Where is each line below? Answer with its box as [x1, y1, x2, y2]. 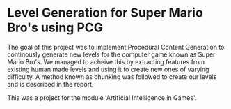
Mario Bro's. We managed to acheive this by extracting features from [7, 57, 205, 66]
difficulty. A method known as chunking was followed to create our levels [7, 72, 217, 81]
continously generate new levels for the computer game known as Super [7, 50, 216, 59]
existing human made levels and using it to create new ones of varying [7, 65, 209, 73]
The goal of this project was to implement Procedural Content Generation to [7, 43, 225, 51]
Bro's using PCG [7, 20, 103, 36]
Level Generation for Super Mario [7, 5, 203, 21]
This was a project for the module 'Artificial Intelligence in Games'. [7, 93, 197, 102]
